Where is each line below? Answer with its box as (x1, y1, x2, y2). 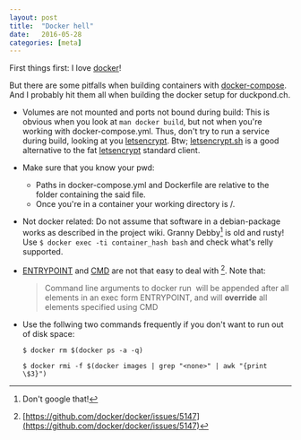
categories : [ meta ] (9, 38, 82, 47)
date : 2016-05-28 (9, 30, 82, 39)
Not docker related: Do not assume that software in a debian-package (21, 216, 280, 227)
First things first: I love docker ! (9, 63, 122, 73)
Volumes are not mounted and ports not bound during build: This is (21, 107, 271, 117)
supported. (21, 246, 64, 256)
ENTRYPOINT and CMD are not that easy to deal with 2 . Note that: (21, 263, 266, 276)
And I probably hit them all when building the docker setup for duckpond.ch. (9, 90, 291, 100)
